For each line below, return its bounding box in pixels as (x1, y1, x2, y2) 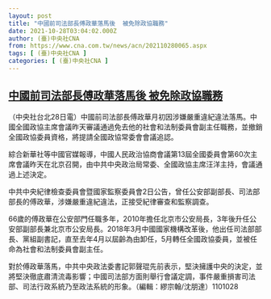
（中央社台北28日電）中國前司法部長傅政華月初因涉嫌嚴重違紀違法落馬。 (8, 112, 251, 121)
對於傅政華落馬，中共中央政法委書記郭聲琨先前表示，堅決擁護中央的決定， (8, 261, 256, 271)
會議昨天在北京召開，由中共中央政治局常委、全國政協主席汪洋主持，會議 (15, 159, 256, 169)
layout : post (8, 11, 52, 20)
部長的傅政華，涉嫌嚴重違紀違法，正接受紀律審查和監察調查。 (8, 196, 214, 206)
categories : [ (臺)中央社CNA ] (8, 57, 109, 65)
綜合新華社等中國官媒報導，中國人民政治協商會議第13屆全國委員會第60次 (8, 149, 251, 158)
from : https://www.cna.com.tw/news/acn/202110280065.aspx (8, 42, 207, 50)
